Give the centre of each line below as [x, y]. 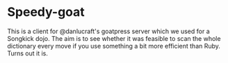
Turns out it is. [28, 53]
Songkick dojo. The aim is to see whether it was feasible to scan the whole [114, 38]
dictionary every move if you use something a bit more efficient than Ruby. [114, 46]
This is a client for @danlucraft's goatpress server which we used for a [108, 31]
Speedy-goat [46, 12]
